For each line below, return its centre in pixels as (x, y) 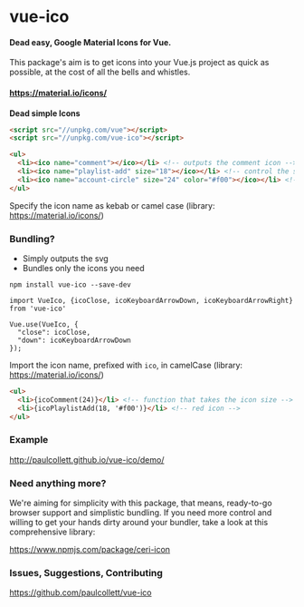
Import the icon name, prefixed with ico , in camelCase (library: (126, 366)
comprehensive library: (52, 532)
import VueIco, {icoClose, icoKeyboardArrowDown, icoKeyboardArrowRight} (152, 301)
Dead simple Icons (45, 113)
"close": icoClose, (54, 333)
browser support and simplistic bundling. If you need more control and (141, 513)
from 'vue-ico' (38, 309)
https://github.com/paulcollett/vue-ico (81, 592)
